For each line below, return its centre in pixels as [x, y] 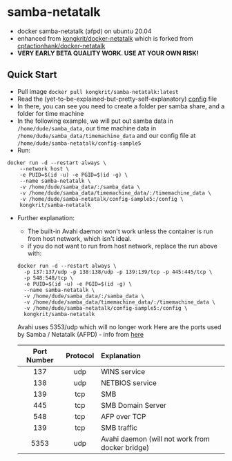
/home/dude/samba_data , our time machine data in [87, 128]
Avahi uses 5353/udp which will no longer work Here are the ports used [119, 327]
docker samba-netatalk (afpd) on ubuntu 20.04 [84, 31]
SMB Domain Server [134, 405]
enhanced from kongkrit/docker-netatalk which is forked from [105, 38]
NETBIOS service [129, 382]
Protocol [80, 355]
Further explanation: [46, 217]
